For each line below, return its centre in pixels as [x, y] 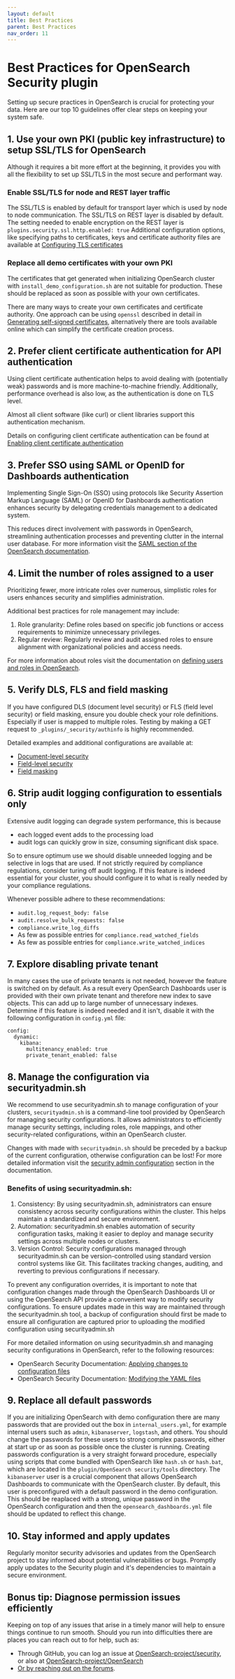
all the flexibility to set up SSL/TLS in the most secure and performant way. [115, 174]
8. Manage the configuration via [78, 1077]
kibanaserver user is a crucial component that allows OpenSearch [102, 1477]
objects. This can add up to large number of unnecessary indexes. [103, 1003]
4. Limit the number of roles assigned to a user [111, 573]
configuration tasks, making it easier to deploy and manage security [115, 1234]
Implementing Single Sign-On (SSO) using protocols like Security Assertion [115, 493]
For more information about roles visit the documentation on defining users [115, 661]
